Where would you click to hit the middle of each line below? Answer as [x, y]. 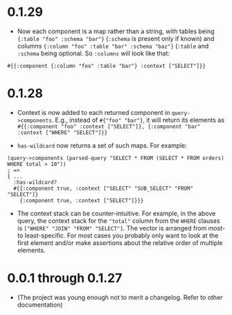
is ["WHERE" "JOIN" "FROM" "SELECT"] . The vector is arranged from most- [121, 228]
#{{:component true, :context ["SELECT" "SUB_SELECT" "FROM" [104, 188]
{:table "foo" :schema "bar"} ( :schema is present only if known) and [116, 38]
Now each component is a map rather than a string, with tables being [116, 31]
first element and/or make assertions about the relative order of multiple [120, 242]
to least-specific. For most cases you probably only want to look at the [118, 235]
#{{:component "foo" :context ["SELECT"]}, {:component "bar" [109, 126]
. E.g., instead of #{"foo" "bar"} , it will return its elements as [138, 120]
